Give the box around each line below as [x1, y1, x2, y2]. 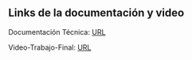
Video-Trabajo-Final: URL [8, 43, 92, 52]
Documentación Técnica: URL [8, 27, 106, 36]
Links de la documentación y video [8, 6, 185, 20]
